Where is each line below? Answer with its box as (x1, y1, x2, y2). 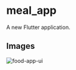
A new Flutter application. (6, 24, 71, 31)
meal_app (6, 4, 57, 17)
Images (6, 41, 35, 51)
